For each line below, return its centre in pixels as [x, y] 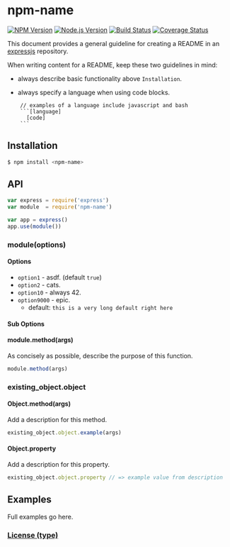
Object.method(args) [39, 404]
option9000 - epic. [44, 300]
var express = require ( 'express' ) [58, 201]
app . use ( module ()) [34, 227]
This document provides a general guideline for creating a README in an [114, 43]
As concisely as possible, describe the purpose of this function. [100, 355]
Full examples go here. [40, 516]
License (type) [33, 535]
